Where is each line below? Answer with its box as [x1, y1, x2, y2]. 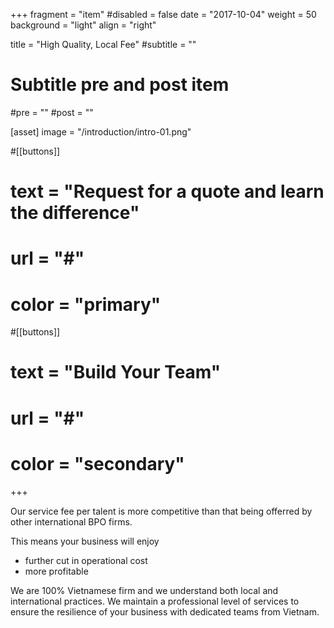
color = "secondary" [10, 452, 185, 475]
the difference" [10, 202, 140, 224]
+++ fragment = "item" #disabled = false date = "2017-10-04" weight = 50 [10, 9, 317, 20]
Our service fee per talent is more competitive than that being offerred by [10, 505, 313, 517]
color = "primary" [10, 293, 162, 316]
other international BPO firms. [10, 515, 133, 528]
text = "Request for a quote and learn [10, 180, 325, 203]
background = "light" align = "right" [10, 19, 157, 31]
